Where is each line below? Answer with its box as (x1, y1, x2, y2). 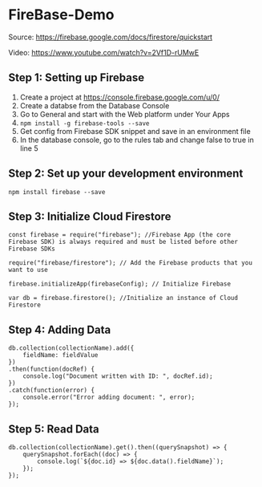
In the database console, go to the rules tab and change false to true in (19, 135, 254, 144)
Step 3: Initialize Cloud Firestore (8, 209, 171, 223)
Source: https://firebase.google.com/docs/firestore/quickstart (8, 32, 213, 42)
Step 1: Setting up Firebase (8, 71, 145, 85)
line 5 (19, 143, 38, 153)
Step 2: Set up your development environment (8, 167, 244, 181)
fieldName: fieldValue (22, 351, 99, 359)
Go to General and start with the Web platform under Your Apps (19, 109, 230, 119)
